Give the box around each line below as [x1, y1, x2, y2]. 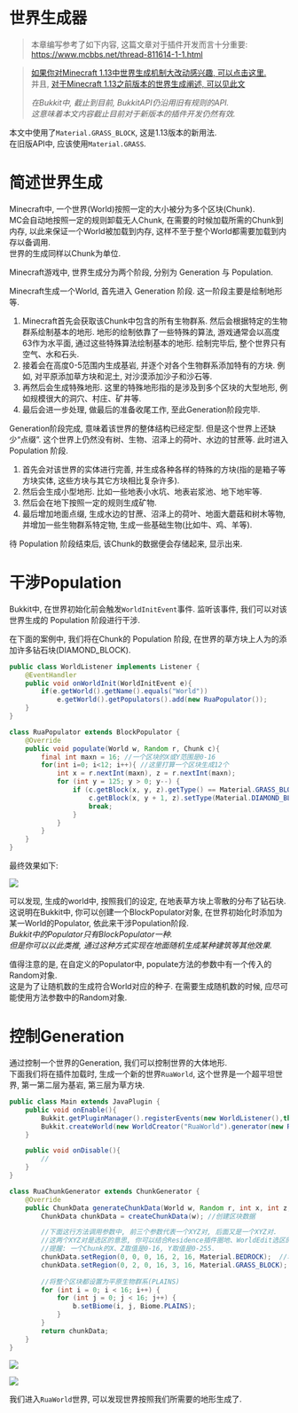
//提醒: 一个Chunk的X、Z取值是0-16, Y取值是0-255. [41, 1245, 216, 1253]
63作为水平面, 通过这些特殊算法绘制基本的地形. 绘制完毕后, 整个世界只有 [21, 338, 286, 348]
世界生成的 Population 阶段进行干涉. [9, 614, 140, 625]
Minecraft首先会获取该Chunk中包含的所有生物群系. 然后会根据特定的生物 [21, 316, 288, 326]
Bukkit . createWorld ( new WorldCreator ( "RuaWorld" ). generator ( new [41, 1122, 284, 1131]
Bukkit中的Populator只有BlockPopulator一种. [9, 929, 173, 940]
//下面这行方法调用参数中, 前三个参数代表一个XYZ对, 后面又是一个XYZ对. [41, 1228, 278, 1237]
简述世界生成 [9, 173, 104, 193]
